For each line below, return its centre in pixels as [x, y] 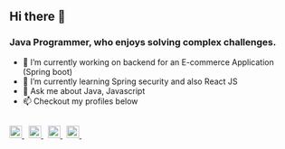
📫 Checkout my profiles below [80, 101]
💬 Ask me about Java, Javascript [84, 90]
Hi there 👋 [38, 17]
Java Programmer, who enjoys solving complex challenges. [143, 42]
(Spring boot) [47, 71]
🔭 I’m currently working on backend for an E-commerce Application [148, 62]
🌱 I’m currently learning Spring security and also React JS [130, 81]
